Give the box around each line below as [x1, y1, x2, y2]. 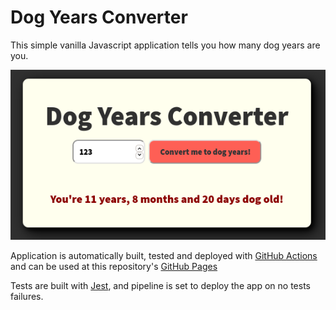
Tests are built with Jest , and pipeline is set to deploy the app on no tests [10, 279, 311, 291]
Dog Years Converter [10, 6, 188, 29]
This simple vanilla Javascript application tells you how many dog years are [10, 39, 321, 51]
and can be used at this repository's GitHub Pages [10, 260, 218, 272]
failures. [10, 290, 44, 302]
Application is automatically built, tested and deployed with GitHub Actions [10, 249, 318, 261]
